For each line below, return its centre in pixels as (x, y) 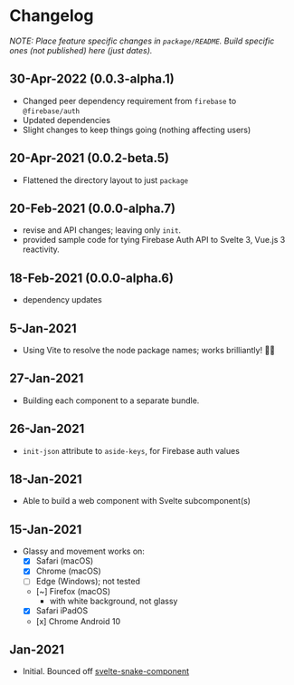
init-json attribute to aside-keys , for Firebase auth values (131, 450)
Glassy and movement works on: (83, 551)
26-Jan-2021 (47, 429)
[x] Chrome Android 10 (78, 621)
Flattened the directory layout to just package (105, 180)
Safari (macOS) (65, 561)
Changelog (52, 16)
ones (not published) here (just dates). (81, 50)
